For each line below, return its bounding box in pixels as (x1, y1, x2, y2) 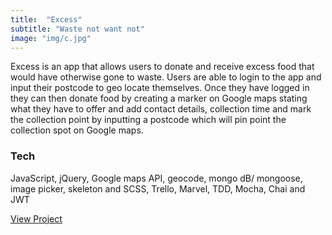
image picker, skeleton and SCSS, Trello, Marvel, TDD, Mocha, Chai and (10, 182, 306, 195)
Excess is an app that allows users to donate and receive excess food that (10, 61, 315, 73)
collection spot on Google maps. (10, 124, 144, 136)
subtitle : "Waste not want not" (10, 24, 145, 34)
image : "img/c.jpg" (10, 33, 92, 43)
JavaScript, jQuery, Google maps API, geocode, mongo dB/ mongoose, (10, 172, 303, 184)
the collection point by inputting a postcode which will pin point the (10, 114, 287, 126)
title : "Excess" (10, 14, 83, 25)
